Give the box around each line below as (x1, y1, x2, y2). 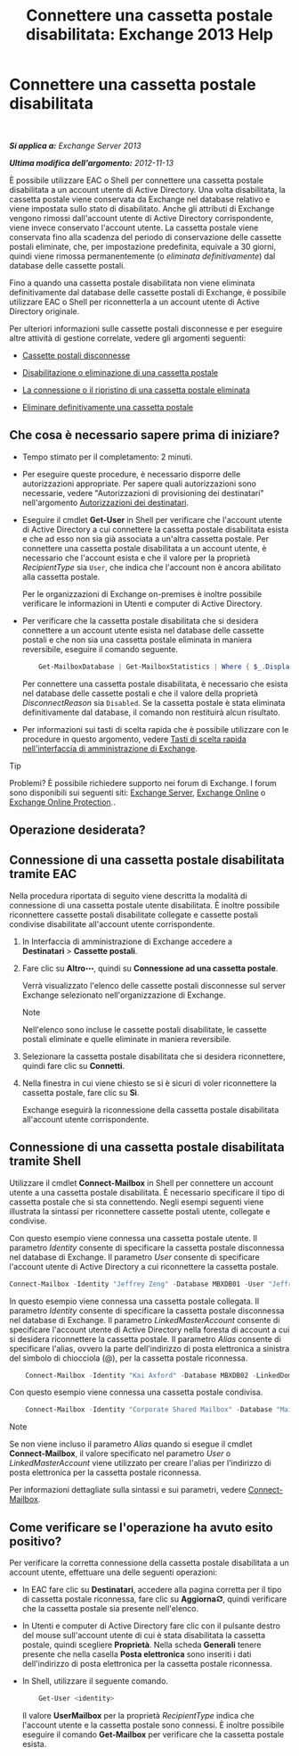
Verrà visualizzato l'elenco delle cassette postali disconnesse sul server (21, 980, 287, 990)
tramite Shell (9, 1154, 82, 1169)
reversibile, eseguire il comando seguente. (21, 643, 179, 654)
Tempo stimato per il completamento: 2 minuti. (21, 451, 193, 462)
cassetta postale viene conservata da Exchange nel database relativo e (9, 194, 271, 204)
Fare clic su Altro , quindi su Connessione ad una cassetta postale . (21, 963, 279, 973)
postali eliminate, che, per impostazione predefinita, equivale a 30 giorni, (9, 241, 277, 252)
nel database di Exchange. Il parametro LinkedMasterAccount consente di (9, 1314, 280, 1325)
